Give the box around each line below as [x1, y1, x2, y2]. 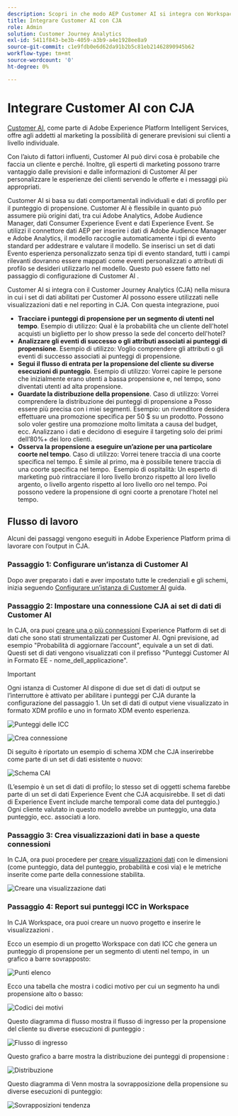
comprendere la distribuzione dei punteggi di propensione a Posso [17, 397, 212, 405]
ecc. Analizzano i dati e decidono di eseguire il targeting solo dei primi [17, 427, 223, 436]
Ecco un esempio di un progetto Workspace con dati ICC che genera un [7, 939, 217, 948]
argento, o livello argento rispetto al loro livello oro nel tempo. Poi [17, 480, 208, 488]
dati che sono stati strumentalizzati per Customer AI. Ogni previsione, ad [7, 633, 220, 642]
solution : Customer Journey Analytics [7, 30, 122, 38]
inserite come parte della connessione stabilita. [7, 871, 145, 879]
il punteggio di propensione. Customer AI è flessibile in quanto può [7, 204, 202, 212]
